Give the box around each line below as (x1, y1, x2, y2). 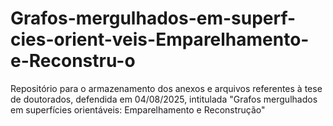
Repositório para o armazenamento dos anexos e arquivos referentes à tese (10, 82, 323, 94)
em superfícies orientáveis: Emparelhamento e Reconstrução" (10, 103, 266, 116)
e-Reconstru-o (10, 50, 136, 72)
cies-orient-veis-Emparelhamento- (10, 28, 310, 51)
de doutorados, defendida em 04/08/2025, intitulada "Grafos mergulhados (10, 93, 318, 105)
